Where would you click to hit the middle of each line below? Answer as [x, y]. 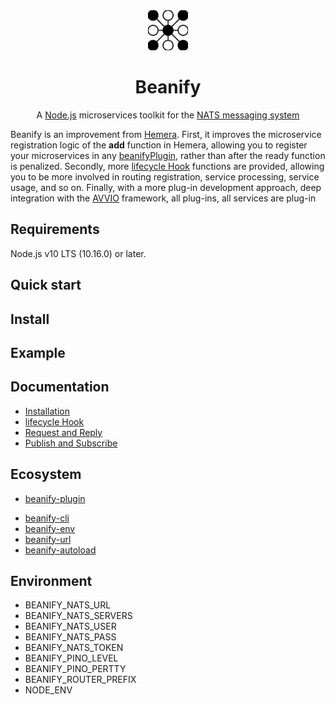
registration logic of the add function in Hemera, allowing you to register [159, 145]
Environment [51, 580]
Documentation [60, 387]
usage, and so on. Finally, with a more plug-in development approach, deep [166, 187]
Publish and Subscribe [71, 443]
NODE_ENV [48, 690]
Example [38, 352]
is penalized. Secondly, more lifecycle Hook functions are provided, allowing [167, 166]
